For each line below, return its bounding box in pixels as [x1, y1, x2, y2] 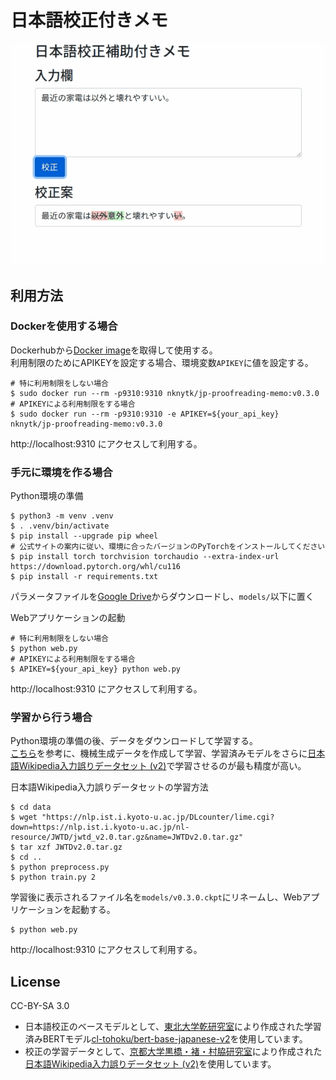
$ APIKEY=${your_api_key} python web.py [10, 664, 182, 675]
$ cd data [10, 802, 52, 813]
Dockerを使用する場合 [10, 319, 118, 333]
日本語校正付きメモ [10, 9, 169, 32]
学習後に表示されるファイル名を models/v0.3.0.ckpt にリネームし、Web [10, 891, 303, 903]
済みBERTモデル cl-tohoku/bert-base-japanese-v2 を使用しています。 [24, 1033, 308, 1045]
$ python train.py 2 [10, 872, 97, 883]
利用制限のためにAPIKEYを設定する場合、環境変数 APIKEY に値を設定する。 [10, 356, 314, 368]
